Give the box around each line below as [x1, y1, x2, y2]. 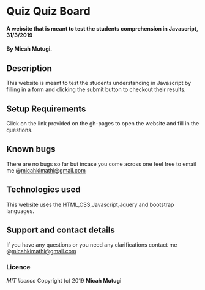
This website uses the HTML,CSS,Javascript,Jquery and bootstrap [6, 201, 174, 208]
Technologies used [6, 185, 81, 195]
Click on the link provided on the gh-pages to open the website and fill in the [6, 120, 199, 127]
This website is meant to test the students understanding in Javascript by [6, 80, 192, 87]
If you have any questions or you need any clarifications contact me [6, 241, 177, 248]
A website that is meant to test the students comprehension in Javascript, [6, 24, 198, 32]
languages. [6, 207, 35, 215]
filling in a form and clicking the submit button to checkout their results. [6, 86, 186, 93]
